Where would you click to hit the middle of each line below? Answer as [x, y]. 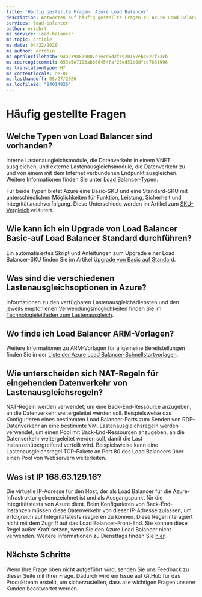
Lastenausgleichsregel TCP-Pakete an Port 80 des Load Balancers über [95, 452]
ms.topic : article [29, 40]
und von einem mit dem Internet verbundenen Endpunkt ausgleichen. [92, 173]
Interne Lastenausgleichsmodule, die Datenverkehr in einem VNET [88, 160]
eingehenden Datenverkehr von [67, 383]
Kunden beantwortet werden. [42, 588]
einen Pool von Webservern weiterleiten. [57, 458]
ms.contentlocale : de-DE [37, 73]
